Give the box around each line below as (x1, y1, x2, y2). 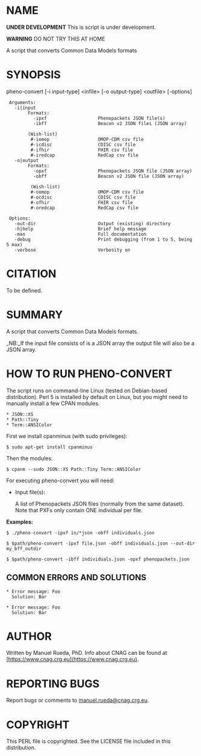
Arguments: (8, 99, 36, 105)
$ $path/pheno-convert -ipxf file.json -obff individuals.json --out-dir (6, 540, 196, 547)
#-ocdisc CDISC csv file (30, 194, 136, 200)
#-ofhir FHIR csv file (30, 199, 134, 205)
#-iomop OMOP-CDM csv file (30, 136, 144, 142)
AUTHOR (6, 630, 52, 643)
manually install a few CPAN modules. (6, 400, 100, 407)
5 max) (6, 241, 23, 247)
